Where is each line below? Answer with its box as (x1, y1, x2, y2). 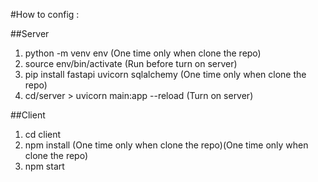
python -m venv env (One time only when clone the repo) (24, 47, 262, 59)
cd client (24, 129, 62, 140)
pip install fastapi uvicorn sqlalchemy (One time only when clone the (24, 69, 307, 80)
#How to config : (10, 9, 80, 20)
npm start (24, 160, 65, 172)
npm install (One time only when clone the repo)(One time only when (24, 139, 309, 151)
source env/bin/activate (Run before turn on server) (24, 58, 238, 69)
